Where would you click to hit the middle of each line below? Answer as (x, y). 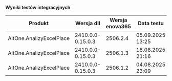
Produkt (39, 23)
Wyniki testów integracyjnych (38, 7)
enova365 (119, 26)
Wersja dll (88, 23)
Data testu (151, 23)
